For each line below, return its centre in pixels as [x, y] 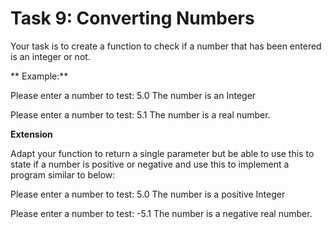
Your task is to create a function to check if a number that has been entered [166, 46]
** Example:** [39, 76]
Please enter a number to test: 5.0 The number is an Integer [133, 95]
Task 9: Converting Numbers [132, 18]
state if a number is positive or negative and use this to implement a [150, 164]
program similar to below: [63, 174]
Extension [31, 134]
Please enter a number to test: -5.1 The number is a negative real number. [161, 213]
